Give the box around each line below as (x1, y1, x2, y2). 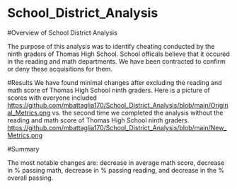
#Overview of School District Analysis (7, 28, 118, 37)
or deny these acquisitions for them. (7, 64, 113, 73)
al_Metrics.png (7, 108, 51, 117)
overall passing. (7, 173, 54, 182)
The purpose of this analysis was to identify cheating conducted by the (7, 42, 215, 50)
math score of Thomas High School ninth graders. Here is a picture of (7, 86, 211, 94)
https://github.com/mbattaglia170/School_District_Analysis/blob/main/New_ (7, 123, 227, 132)
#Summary (7, 144, 40, 153)
